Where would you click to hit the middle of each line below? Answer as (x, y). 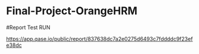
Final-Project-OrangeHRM (72, 11)
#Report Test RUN (28, 27)
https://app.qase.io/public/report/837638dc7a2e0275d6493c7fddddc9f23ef (99, 39)
